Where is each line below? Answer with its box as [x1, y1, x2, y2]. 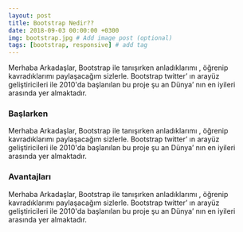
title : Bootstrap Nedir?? [8, 19, 94, 27]
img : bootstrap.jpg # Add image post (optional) [8, 33, 173, 42]
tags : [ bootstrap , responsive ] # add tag [8, 41, 148, 49]
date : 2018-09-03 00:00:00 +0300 [8, 26, 120, 34]
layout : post [8, 11, 52, 20]
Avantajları [8, 172, 52, 183]
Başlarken [8, 108, 49, 119]
